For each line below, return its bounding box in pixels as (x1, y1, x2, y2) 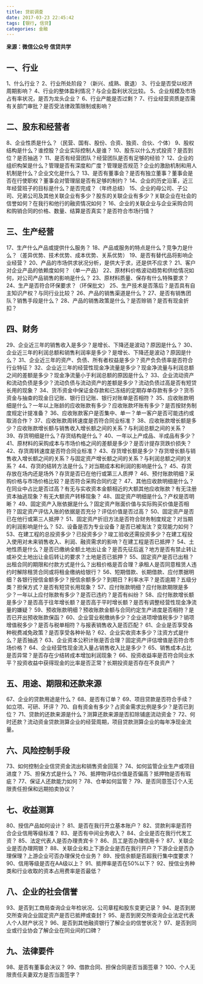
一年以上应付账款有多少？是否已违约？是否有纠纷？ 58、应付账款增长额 (16, 591, 195, 598)
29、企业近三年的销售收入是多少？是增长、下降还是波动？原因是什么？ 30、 (6, 341, 196, 348)
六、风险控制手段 (6, 745, 70, 756)
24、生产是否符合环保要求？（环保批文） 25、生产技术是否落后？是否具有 (6, 282, 190, 289)
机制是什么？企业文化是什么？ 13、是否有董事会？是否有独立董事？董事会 (6, 169, 188, 176)
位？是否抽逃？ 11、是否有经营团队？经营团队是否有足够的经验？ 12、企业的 (6, 154, 194, 161)
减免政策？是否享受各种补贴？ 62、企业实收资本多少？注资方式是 (22, 629, 184, 636)
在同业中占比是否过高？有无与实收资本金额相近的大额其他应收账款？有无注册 (6, 485, 197, 492)
